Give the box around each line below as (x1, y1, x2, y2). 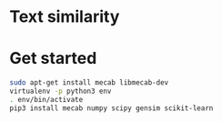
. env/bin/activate (9, 95, 84, 104)
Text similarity (9, 6, 120, 27)
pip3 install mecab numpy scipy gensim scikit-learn (9, 103, 214, 113)
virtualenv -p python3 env (9, 86, 112, 96)
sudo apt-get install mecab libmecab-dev (9, 78, 169, 87)
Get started (9, 48, 97, 69)
